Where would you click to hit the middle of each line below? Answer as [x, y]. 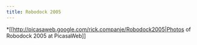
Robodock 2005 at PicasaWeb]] [46, 36]
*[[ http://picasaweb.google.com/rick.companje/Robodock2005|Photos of [99, 29]
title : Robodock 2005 [34, 12]
